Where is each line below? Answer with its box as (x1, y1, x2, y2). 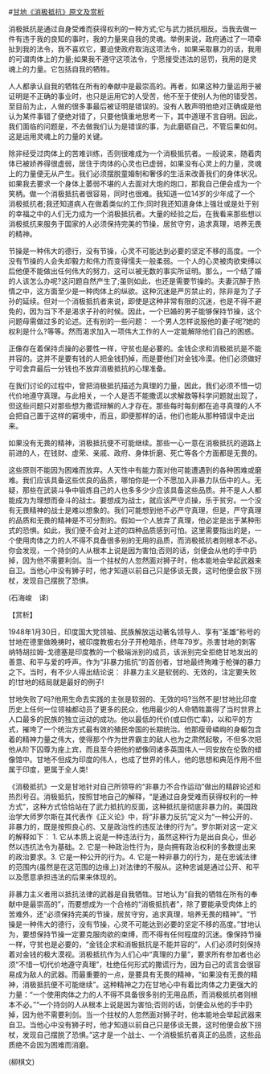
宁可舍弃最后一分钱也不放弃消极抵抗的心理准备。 (8, 364, 170, 373)
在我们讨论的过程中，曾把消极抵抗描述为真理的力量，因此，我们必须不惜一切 (8, 381, 262, 390)
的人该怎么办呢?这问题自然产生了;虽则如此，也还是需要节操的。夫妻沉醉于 (8, 277, 254, 285)
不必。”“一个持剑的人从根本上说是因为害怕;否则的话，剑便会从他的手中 (14, 1000, 246, 1009)
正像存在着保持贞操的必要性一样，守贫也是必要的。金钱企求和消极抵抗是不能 (8, 344, 262, 353)
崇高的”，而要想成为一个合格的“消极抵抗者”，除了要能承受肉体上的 (35, 900, 257, 908)
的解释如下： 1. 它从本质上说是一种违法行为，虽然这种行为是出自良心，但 (8, 832, 250, 842)
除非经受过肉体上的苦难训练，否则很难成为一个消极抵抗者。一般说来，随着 (8, 149, 255, 158)
